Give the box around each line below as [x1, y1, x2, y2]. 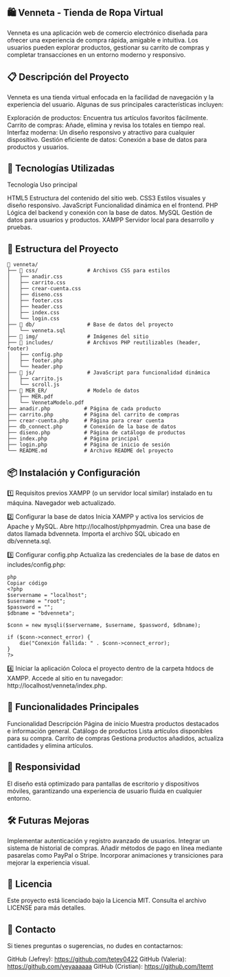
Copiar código [7, 580, 48, 587]
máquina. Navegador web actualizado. [7, 499, 116, 507]
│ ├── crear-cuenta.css [7, 285, 81, 292]
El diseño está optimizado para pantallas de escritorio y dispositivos [7, 779, 200, 788]
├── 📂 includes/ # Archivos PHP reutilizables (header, [7, 340, 201, 346]
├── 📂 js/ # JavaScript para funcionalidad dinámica [7, 369, 211, 377]
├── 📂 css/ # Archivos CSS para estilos [7, 268, 170, 274]
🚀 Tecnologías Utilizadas [7, 163, 115, 174]
